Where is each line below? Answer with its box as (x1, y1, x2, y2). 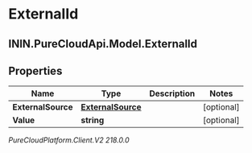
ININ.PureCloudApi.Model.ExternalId (8, 37, 198, 51)
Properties (8, 64, 63, 77)
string (81, 114, 105, 126)
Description (149, 88, 196, 99)
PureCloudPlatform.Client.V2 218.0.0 (8, 135, 130, 145)
